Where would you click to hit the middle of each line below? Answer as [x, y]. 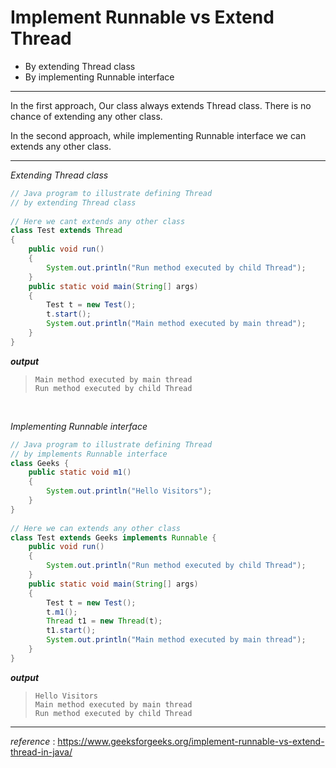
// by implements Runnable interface [89, 454]
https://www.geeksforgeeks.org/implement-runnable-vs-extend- [191, 741]
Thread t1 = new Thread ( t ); [104, 621]
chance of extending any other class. [86, 116]
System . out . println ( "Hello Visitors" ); [129, 491]
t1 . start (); [71, 631]
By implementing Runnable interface [99, 77]
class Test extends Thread [66, 231]
